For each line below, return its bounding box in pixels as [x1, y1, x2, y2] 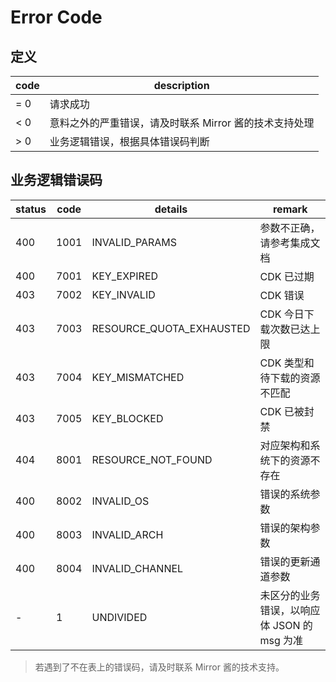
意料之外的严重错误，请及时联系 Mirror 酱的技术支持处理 [49, 116, 315, 130]
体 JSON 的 [259, 618, 313, 632]
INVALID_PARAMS [91, 235, 178, 249]
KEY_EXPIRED [91, 269, 159, 283]
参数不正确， [259, 221, 321, 235]
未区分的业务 [259, 588, 321, 602]
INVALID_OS [91, 494, 150, 508]
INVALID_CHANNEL [91, 561, 184, 575]
